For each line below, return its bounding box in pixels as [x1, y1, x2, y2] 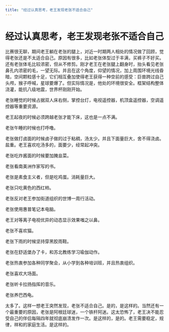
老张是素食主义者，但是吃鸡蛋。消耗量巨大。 [5, 174, 98, 180]
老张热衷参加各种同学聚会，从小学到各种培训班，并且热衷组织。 [5, 259, 137, 265]
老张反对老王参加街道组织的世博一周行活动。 [5, 195, 98, 201]
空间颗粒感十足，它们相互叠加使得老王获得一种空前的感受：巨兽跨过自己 [14, 74, 164, 80]
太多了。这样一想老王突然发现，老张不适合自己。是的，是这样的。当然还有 [5, 302, 159, 308]
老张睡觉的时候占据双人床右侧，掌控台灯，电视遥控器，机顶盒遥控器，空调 [5, 97, 159, 103]
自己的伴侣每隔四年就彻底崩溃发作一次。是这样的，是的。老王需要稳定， [9, 315, 159, 321]
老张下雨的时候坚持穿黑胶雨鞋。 [5, 238, 71, 244]
